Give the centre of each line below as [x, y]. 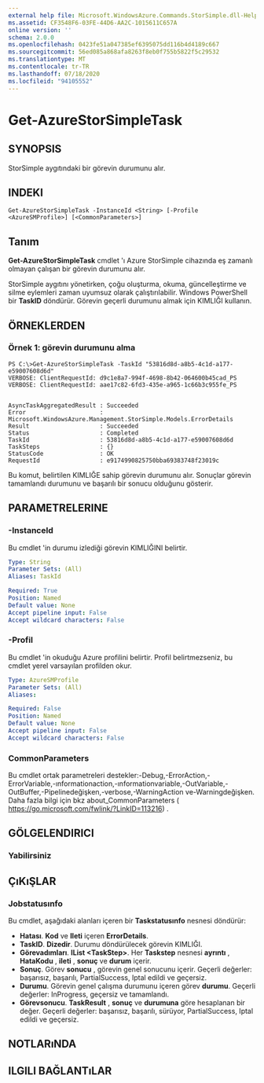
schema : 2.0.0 [31, 37]
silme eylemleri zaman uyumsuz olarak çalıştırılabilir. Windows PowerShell [128, 292]
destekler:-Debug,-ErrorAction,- [158, 776]
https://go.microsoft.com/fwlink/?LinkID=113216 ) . [88, 809]
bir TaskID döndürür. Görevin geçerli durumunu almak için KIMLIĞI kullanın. [130, 301]
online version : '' [40, 30]
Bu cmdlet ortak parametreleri [57, 776]
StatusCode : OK [61, 453]
